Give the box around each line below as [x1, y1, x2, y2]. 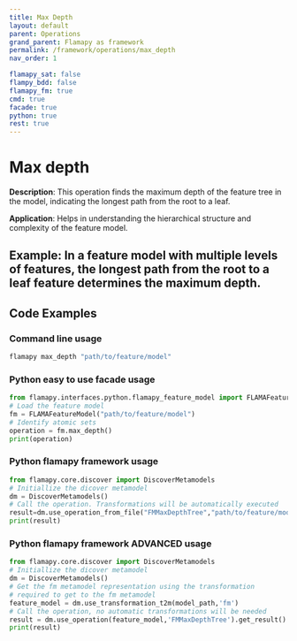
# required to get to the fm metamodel [9, 590, 156, 599]
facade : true [9, 103, 57, 111]
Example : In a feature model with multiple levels [9, 248, 278, 263]
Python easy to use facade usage [9, 373, 156, 385]
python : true [9, 111, 57, 120]
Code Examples [9, 306, 97, 321]
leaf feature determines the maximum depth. [9, 276, 262, 291]
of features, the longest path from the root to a [9, 262, 270, 277]
